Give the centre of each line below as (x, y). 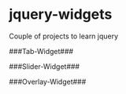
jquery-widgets (61, 14)
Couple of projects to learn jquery (64, 36)
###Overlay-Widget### (48, 81)
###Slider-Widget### (44, 66)
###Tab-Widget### (41, 51)
